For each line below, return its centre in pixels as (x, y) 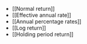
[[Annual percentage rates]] (47, 21)
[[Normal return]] (33, 9)
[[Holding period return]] (43, 34)
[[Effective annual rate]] (41, 15)
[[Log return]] (29, 28)
